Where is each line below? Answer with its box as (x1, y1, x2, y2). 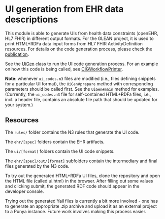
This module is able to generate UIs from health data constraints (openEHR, (5, 30, 159, 36)
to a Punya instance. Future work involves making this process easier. (5, 208, 147, 214)
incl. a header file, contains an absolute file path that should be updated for (5, 96, 158, 102)
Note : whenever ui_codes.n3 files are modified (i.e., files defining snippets (5, 75, 156, 81)
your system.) (5, 102, 33, 108)
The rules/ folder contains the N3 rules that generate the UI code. (5, 129, 139, 135)
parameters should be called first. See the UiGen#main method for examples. (5, 86, 159, 92)
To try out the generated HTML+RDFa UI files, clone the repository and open (5, 173, 160, 179)
